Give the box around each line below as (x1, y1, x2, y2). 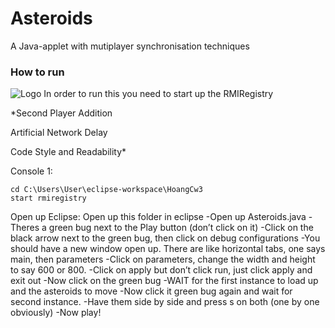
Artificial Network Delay (10, 127, 108, 139)
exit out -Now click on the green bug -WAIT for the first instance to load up (10, 275, 319, 287)
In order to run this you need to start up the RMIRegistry (43, 88, 274, 100)
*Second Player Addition (10, 107, 113, 119)
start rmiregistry (10, 193, 87, 204)
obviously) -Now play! (10, 307, 102, 319)
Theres (10, 222, 40, 234)
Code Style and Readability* (10, 146, 127, 158)
